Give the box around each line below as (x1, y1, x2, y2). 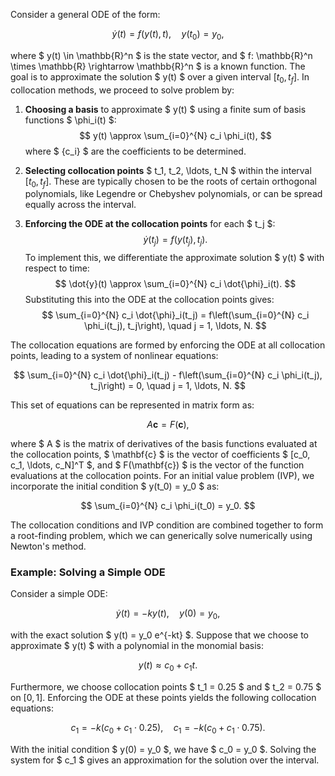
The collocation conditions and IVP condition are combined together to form (10, 519, 324, 531)
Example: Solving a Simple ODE (10, 565, 166, 579)
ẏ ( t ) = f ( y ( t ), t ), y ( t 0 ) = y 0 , (111, 28, 225, 42)
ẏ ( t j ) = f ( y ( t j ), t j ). (143, 234, 208, 248)
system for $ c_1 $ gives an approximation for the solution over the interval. (10, 754, 320, 766)
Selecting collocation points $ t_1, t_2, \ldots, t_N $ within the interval (24, 164, 312, 176)
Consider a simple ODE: (10, 588, 108, 600)
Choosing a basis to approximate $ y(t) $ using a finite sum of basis (24, 103, 307, 115)
